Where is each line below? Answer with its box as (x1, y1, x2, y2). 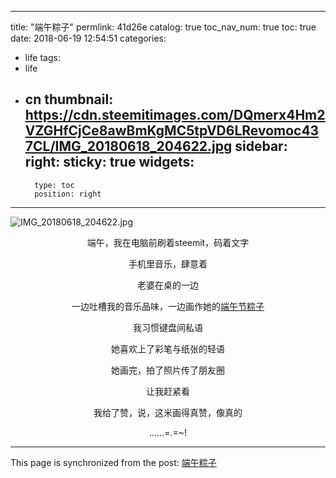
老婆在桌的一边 (137, 279, 199, 291)
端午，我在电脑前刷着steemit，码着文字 (86, 236, 250, 248)
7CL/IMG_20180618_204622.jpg (24, 138, 233, 155)
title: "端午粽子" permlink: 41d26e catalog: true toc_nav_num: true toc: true (10, 21, 317, 33)
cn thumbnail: (24, 91, 114, 108)
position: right (34, 189, 102, 199)
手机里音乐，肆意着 (128, 257, 208, 270)
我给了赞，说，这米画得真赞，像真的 (93, 406, 243, 418)
